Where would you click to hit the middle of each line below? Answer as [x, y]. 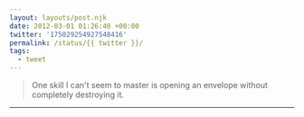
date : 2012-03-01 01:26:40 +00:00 [75, 26]
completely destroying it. [78, 94]
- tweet [32, 59]
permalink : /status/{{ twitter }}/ [76, 43]
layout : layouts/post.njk [58, 18]
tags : [19, 51]
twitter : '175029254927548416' [68, 34]
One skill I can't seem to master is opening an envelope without [150, 85]
